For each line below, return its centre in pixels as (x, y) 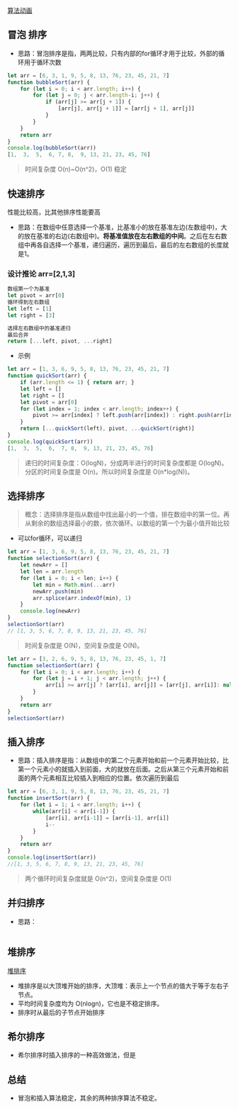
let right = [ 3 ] (31, 315)
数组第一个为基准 (29, 289)
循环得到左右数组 (29, 302)
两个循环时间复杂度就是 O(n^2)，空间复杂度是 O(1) (98, 879)
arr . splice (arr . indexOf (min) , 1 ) (82, 598)
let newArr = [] (44, 565)
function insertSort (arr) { (49, 798)
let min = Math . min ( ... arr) (74, 585)
